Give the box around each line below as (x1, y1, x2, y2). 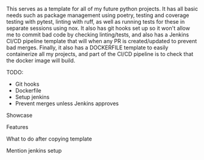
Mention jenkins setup (6, 147, 62, 154)
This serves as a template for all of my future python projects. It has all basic (6, 5, 199, 12)
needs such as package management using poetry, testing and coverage (6, 12, 190, 19)
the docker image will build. (6, 57, 76, 64)
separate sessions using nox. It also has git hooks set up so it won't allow (6, 24, 191, 32)
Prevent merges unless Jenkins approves (15, 100, 119, 107)
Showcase (6, 112, 33, 119)
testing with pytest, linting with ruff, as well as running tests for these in (6, 18, 185, 25)
